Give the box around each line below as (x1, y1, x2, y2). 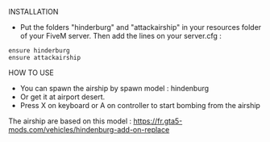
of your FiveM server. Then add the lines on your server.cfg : (19, 31, 222, 40)
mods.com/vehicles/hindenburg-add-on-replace (8, 125, 170, 134)
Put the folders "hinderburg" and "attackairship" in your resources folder (19, 23, 262, 31)
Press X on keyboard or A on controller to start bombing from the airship (19, 101, 260, 110)
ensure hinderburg (8, 47, 70, 55)
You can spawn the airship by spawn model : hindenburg (19, 84, 210, 93)
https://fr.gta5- (133, 116, 183, 126)
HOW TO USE (8, 68, 54, 77)
